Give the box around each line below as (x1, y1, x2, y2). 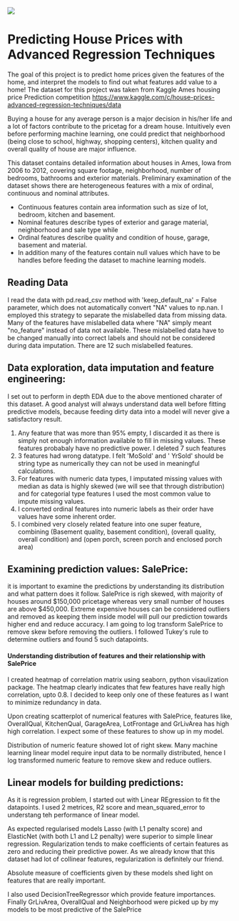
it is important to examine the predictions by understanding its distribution (7, 582, 225, 591)
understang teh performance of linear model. (7, 811, 141, 820)
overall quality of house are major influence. (7, 144, 137, 153)
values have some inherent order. (17, 512, 116, 521)
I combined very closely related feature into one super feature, (17, 519, 202, 528)
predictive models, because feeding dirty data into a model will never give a (7, 407, 230, 416)
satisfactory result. (7, 414, 63, 423)
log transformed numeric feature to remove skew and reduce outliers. (7, 756, 212, 765)
